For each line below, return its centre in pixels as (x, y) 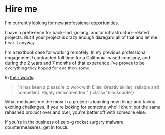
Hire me (21, 9)
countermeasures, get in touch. (37, 127)
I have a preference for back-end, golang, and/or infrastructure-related (77, 32)
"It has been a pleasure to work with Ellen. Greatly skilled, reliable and (88, 87)
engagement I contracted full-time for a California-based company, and (78, 57)
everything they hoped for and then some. (48, 68)
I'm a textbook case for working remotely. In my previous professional (76, 52)
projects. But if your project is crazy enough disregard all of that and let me (81, 37)
